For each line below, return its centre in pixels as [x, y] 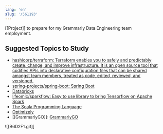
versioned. [23, 81]
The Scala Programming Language [47, 107]
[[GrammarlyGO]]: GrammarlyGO [45, 117]
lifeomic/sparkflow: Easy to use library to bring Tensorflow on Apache [82, 96]
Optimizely [23, 112]
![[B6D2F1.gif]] [20, 127]
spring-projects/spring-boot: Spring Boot [53, 86]
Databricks [23, 91]
